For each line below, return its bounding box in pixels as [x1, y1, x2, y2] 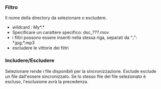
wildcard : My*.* [12, 24, 45, 30]
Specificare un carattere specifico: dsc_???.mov [12, 30, 109, 36]
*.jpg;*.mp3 [12, 40, 35, 46]
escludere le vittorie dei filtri [12, 45, 69, 51]
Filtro [5, 4, 18, 11]
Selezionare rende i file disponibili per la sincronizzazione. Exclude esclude [5, 68, 157, 74]
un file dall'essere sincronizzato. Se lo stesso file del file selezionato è [5, 73, 146, 79]
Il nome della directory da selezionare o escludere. [5, 15, 107, 21]
